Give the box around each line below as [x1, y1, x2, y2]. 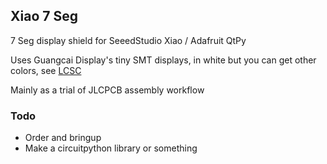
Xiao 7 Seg [10, 8, 78, 25]
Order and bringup [24, 132, 102, 144]
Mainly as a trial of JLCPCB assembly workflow [10, 84, 205, 96]
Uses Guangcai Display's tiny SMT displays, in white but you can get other [10, 54, 317, 66]
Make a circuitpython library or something [24, 142, 198, 154]
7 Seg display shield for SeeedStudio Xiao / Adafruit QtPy [10, 34, 247, 46]
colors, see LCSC [10, 64, 82, 76]
